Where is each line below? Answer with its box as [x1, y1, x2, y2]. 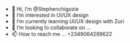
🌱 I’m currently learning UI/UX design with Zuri [11, 18, 124, 24]
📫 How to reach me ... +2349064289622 [11, 31, 112, 37]
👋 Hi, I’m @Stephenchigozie [11, 6, 79, 12]
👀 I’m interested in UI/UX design [11, 12, 89, 19]
